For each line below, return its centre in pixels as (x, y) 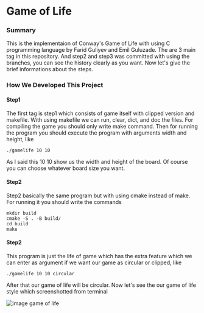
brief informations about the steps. (50, 69)
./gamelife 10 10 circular (40, 274)
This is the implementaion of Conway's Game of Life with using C (88, 43)
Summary (21, 30)
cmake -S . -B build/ (34, 218)
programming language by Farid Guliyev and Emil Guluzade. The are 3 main (101, 50)
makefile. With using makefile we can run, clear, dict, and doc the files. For (100, 119)
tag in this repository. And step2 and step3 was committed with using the (98, 57)
